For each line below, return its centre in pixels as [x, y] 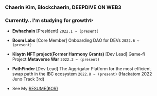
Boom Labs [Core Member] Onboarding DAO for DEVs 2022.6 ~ [76, 40]
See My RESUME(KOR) [35, 89]
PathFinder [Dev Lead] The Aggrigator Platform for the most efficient [81, 69]
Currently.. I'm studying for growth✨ [49, 20]
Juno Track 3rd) [28, 79]
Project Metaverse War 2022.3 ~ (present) [56, 59]
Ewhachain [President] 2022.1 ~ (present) [55, 31]
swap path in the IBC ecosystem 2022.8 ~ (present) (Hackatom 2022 [82, 74]
